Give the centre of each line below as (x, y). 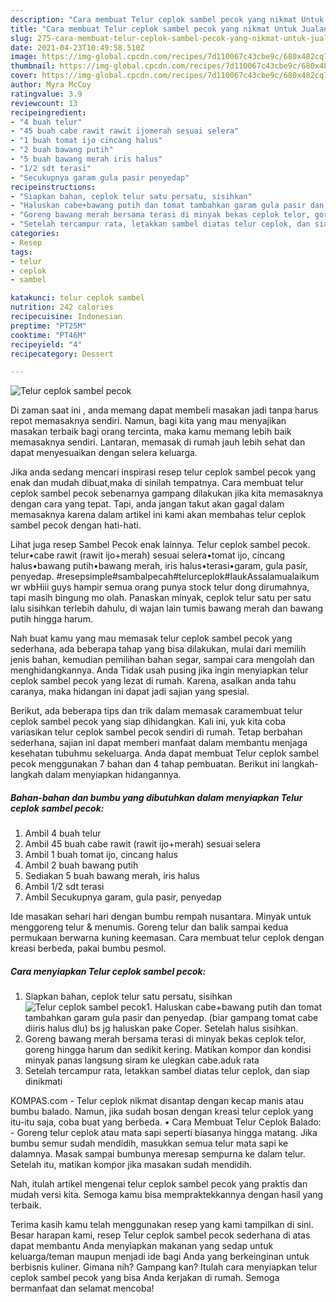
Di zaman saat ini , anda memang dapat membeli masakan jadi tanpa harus (164, 410)
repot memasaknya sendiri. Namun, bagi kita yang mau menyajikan (148, 421)
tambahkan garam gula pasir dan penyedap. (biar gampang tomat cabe (171, 1018)
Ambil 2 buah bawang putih (81, 865)
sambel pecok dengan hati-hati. (76, 525)
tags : (21, 252)
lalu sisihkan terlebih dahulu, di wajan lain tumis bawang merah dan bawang (167, 608)
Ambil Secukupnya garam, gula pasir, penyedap (123, 897)
